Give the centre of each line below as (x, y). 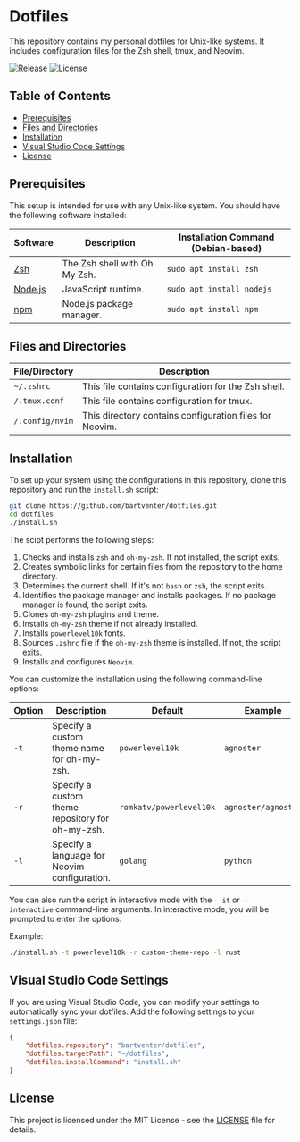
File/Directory (44, 371)
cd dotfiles (31, 515)
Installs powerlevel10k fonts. (74, 633)
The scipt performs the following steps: (82, 539)
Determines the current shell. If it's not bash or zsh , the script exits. (145, 585)
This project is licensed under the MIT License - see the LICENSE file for (142, 1120)
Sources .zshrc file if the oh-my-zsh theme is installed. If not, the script (151, 642)
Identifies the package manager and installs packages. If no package (149, 595)
